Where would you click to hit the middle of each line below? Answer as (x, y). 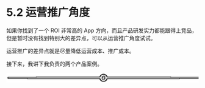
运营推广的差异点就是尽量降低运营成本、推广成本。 (70, 51)
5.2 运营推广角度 (48, 12)
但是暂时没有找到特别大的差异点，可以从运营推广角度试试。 (81, 38)
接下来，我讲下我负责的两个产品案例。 (54, 64)
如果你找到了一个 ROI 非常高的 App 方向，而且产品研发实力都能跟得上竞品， (102, 30)
